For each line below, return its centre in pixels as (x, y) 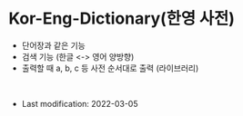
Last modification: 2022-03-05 (80, 103)
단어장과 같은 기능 (53, 45)
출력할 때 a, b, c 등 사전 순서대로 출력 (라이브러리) (110, 68)
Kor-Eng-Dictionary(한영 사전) (122, 19)
